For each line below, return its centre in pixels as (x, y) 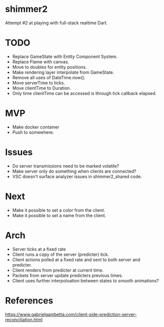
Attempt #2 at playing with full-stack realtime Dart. (56, 23)
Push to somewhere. (33, 132)
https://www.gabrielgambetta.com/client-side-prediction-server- (71, 314)
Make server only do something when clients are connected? (74, 171)
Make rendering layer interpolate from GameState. (63, 72)
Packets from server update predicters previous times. (67, 275)
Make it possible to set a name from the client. (59, 215)
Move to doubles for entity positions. (49, 67)
